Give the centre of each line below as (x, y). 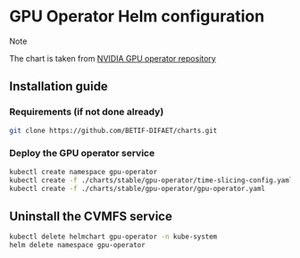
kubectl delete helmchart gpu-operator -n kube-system (113, 237)
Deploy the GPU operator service (82, 154)
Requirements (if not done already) (87, 112)
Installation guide (59, 87)
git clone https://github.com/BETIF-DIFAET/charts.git (113, 130)
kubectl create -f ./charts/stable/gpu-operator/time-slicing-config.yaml (151, 180)
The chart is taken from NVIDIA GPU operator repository (112, 58)
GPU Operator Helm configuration (137, 17)
